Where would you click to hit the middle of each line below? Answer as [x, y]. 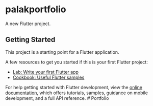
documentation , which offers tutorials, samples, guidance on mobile [76, 93]
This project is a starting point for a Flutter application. [62, 52]
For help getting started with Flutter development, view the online [74, 87]
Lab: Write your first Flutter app [46, 72]
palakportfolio [36, 9]
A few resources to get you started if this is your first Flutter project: [76, 62]
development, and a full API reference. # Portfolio [57, 98]
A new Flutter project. [28, 24]
